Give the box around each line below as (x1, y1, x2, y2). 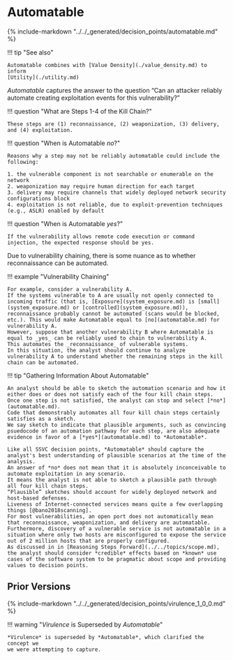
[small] (197, 298, 220, 305)
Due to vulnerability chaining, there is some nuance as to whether (7, 251, 196, 260)
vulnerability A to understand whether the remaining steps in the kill (7, 353, 223, 360)
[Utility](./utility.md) (7, 74, 80, 81)
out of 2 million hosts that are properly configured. (7, 537, 170, 544)
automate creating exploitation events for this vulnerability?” (7, 93, 180, 102)
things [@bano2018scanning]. (7, 507, 92, 513)
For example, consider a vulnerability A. (7, 285, 133, 293)
